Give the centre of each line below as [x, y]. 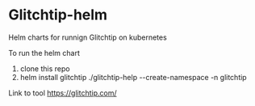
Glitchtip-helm [58, 15]
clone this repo [45, 68]
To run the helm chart [44, 53]
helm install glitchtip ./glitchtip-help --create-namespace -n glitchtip [134, 77]
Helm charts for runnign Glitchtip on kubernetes [88, 37]
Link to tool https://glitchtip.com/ [63, 93]
